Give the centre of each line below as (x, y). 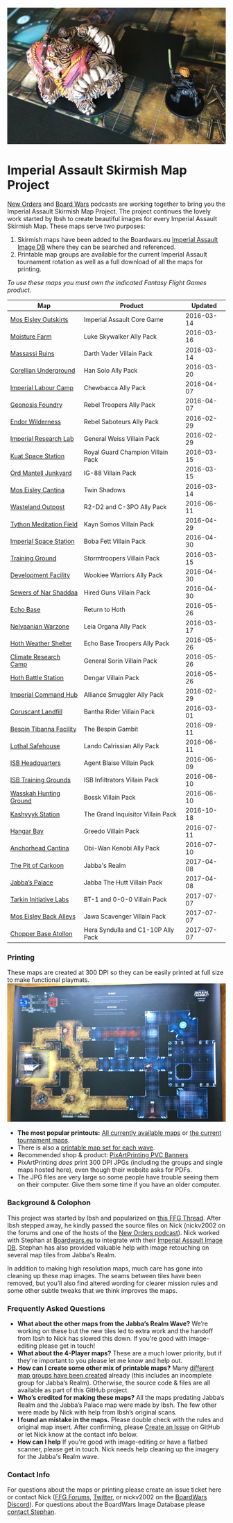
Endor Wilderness (35, 422)
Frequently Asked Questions (56, 1308)
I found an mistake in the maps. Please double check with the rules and (120, 1420)
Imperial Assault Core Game (124, 319)
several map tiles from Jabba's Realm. (62, 1255)
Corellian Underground (43, 371)
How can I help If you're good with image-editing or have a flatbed (112, 1442)
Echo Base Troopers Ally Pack (127, 643)
